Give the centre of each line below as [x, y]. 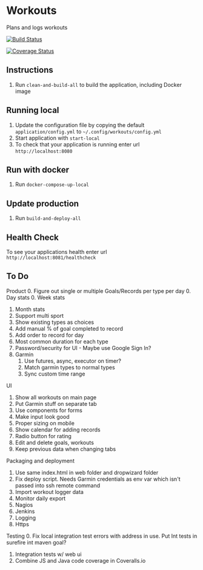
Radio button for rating [43, 436]
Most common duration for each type [62, 342]
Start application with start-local [57, 138]
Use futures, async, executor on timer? [72, 361]
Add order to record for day [49, 335]
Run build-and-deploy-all [48, 218]
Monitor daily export [40, 498]
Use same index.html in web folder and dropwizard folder [87, 472]
